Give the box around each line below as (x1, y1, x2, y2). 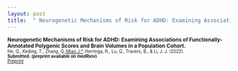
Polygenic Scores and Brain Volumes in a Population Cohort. (35, 42, 186, 49)
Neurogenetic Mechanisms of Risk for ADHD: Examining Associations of (7, 36, 188, 43)
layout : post (7, 10, 46, 18)
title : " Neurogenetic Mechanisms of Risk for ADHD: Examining (7, 17, 201, 24)
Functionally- (188, 36, 223, 43)
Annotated (7, 42, 34, 49)
